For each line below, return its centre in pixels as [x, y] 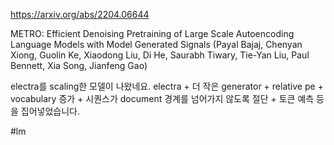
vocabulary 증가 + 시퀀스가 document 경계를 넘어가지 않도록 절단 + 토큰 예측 [162, 98]
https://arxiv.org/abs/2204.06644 [80, 14]
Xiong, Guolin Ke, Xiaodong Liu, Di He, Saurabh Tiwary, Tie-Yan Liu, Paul [160, 55]
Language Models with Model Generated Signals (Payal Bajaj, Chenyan [156, 44]
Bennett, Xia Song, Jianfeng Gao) [79, 65]
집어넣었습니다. [50, 111]
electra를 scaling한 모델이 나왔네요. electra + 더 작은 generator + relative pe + [167, 86]
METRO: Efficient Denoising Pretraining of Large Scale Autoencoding [152, 33]
